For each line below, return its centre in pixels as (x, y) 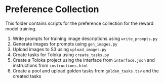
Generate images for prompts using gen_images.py (65, 44)
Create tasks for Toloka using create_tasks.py (61, 55)
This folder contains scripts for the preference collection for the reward (79, 23)
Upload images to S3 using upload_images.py (59, 49)
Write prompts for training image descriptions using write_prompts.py (85, 38)
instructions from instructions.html (50, 65)
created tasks (27, 76)
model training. (21, 28)
